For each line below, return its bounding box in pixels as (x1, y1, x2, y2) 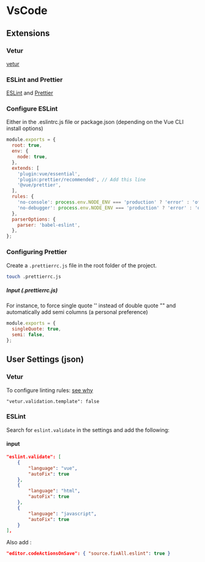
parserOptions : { (12, 216, 56, 222)
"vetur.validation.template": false (6, 398, 99, 404)
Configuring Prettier (6, 248, 67, 257)
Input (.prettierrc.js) (6, 286, 58, 294)
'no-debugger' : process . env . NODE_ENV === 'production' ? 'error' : (17, 205, 193, 211)
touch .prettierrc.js (6, 273, 62, 280)
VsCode (6, 4, 48, 18)
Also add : (6, 539, 32, 546)
